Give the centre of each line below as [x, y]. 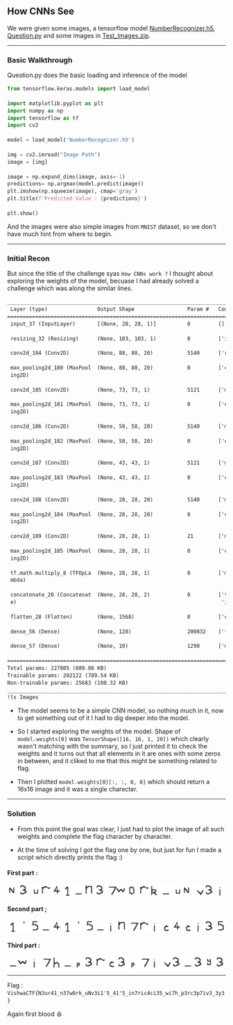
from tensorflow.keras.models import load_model [79, 89]
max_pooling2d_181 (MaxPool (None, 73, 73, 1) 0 [100, 405]
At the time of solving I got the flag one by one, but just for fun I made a [119, 849]
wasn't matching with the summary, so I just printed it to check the [112, 747]
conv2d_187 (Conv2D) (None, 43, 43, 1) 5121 [105, 463]
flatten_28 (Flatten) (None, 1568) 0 [100, 617]
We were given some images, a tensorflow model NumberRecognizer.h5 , [111, 28]
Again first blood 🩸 [35, 1014]
